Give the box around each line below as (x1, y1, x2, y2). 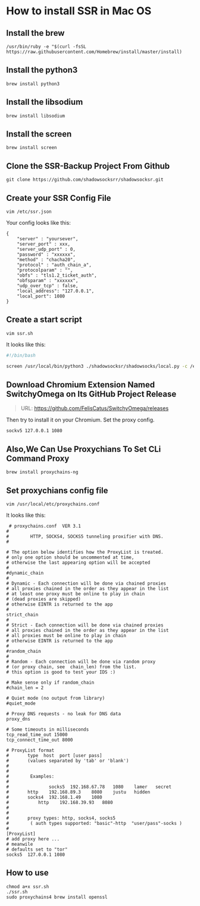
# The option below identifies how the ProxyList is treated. (6, 550, 164, 556)
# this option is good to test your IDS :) (6, 669, 116, 675)
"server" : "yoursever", (17, 236, 79, 242)
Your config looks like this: (6, 219, 71, 226)
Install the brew (6, 28, 65, 38)
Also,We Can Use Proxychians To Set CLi (6, 444, 161, 454)
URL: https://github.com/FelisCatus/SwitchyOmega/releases (20, 405, 169, 412)
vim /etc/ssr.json (6, 209, 52, 215)
